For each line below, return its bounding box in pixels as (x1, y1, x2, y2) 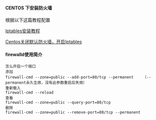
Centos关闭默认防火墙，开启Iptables (5, 39, 82, 45)
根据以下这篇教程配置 (5, 17, 50, 23)
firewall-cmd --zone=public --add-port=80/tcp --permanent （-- (5, 75, 151, 80)
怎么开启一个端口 (5, 64, 36, 69)
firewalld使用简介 (5, 51, 42, 57)
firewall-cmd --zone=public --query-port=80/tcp (5, 100, 111, 105)
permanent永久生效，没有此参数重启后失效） (5, 80, 87, 85)
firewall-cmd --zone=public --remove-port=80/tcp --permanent (5, 110, 141, 115)
